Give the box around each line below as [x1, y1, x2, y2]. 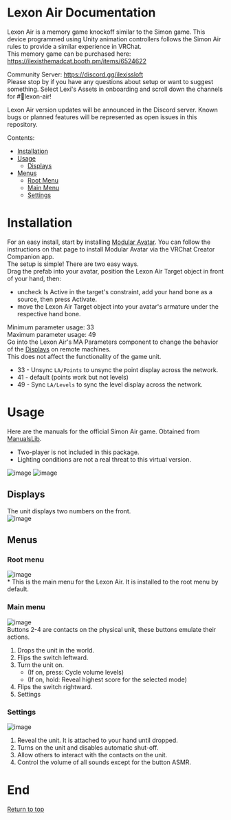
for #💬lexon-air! [7, 92, 52, 101]
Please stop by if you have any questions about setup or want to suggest [7, 77, 214, 85]
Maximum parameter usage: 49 [7, 330, 96, 338]
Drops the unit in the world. [16, 646, 95, 654]
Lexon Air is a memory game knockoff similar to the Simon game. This [7, 28, 206, 36]
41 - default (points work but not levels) [16, 373, 129, 381]
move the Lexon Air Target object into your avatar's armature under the [16, 302, 219, 311]
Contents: [7, 133, 35, 142]
